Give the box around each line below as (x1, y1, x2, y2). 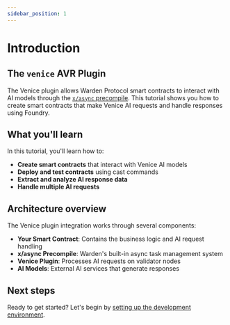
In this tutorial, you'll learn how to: (7, 147, 104, 155)
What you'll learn (7, 129, 83, 141)
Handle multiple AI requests (17, 182, 100, 191)
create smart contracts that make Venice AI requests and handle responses (7, 101, 223, 109)
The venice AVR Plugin (7, 68, 106, 80)
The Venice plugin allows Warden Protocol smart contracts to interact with (7, 86, 220, 95)
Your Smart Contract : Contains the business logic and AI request (17, 235, 205, 244)
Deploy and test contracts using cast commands (17, 168, 158, 176)
